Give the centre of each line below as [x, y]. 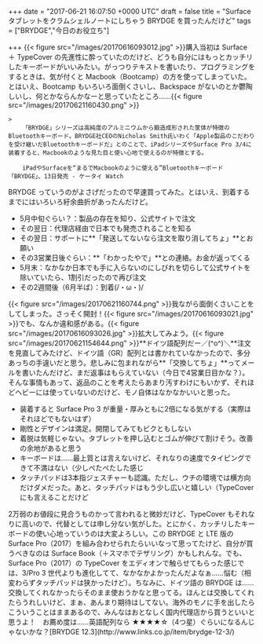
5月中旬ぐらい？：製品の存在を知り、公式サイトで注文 [108, 218]
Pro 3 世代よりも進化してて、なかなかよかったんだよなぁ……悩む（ [137, 573]
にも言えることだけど [54, 497]
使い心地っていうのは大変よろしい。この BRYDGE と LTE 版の [134, 534]
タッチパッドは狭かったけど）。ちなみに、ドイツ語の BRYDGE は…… [144, 583]
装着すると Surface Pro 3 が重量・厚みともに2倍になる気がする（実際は [135, 409]
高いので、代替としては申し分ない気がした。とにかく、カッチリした [131, 524]
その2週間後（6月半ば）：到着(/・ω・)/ [81, 287]
